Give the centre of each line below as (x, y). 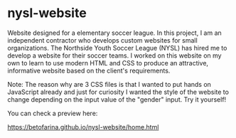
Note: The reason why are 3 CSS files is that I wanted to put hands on (109, 84)
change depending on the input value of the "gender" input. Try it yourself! (117, 99)
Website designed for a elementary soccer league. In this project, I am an (114, 33)
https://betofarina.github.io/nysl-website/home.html (83, 127)
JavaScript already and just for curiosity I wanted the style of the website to (118, 92)
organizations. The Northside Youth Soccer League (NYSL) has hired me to (117, 48)
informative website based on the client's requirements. (89, 70)
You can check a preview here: (53, 113)
